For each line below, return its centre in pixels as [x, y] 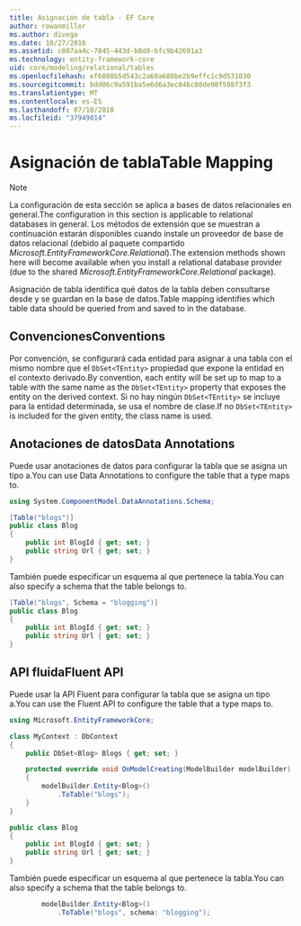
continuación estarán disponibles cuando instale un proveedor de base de [147, 234]
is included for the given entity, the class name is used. [111, 416]
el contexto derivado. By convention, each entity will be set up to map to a [145, 377]
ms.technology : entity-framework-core [82, 59]
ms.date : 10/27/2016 [48, 43]
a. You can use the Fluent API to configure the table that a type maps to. [142, 704]
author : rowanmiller [48, 26]
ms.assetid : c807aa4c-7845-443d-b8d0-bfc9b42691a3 [106, 51]
